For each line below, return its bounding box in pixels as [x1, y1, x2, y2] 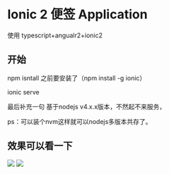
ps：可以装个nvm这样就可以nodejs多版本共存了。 [7, 117, 152, 125]
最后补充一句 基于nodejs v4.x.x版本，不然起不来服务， [7, 102, 166, 111]
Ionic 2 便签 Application [7, 6, 148, 23]
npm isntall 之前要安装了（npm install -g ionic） [7, 73, 146, 82]
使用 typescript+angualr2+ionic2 [7, 31, 103, 39]
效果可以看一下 [7, 140, 73, 152]
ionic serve [7, 87, 40, 96]
